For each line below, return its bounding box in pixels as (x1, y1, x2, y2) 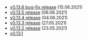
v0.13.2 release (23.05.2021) (9, 25, 68, 31)
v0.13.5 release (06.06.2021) (9, 9, 68, 15)
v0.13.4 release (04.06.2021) (9, 15, 68, 20)
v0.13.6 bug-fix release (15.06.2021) (9, 4, 83, 10)
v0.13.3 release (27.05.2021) (9, 20, 67, 26)
